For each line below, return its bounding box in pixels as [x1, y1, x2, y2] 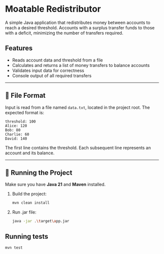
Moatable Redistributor [5, 3, 101, 15]
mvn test [5, 245, 23, 250]
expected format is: [5, 109, 44, 115]
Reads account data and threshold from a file [12, 57, 103, 63]
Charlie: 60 [5, 132, 29, 137]
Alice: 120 [5, 123, 27, 128]
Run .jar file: [12, 209, 37, 215]
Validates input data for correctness [12, 67, 84, 73]
